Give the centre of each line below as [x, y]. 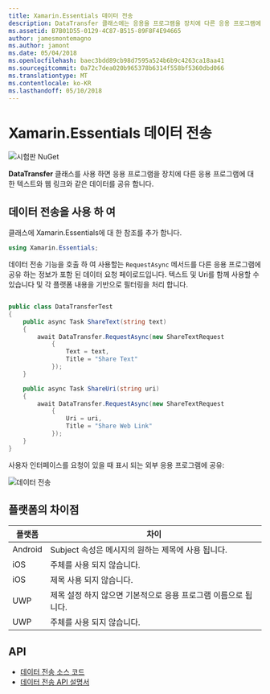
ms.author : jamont [39, 46]
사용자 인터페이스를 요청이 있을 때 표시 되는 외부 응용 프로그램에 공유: [117, 465]
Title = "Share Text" [102, 359]
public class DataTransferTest [61, 307]
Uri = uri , [84, 419]
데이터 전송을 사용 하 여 [62, 211]
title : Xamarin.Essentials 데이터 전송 [71, 16]
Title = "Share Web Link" [109, 426]
